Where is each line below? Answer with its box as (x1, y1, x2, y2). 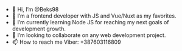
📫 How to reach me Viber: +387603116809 (12, 38, 121, 46)
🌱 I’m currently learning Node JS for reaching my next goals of (12, 19, 169, 25)
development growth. (12, 25, 66, 32)
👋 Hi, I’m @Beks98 (12, 6, 59, 13)
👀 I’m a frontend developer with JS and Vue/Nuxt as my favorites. (12, 12, 177, 19)
